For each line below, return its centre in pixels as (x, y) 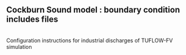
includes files (32, 20)
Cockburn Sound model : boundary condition (93, 10)
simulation (19, 47)
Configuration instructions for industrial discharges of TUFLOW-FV (90, 40)
